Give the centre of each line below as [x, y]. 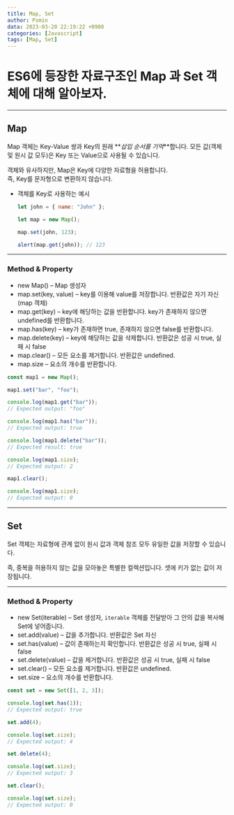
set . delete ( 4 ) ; [29, 754]
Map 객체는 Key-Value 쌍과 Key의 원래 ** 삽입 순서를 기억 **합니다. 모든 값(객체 [115, 146]
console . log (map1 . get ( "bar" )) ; [53, 403]
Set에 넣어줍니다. [41, 626]
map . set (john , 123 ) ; [47, 232]
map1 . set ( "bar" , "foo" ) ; [43, 390]
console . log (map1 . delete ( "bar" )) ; [57, 440]
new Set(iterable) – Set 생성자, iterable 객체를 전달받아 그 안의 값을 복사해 [120, 618]
